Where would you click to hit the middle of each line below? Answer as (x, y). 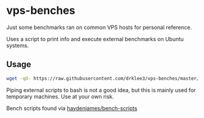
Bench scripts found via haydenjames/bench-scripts (72, 108)
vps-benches (41, 11)
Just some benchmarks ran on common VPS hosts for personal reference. (99, 27)
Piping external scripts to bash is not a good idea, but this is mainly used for (101, 90)
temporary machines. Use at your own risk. (60, 96)
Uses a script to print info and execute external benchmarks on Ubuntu (95, 39)
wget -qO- (19, 78)
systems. (18, 45)
